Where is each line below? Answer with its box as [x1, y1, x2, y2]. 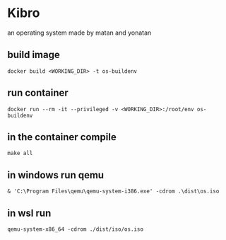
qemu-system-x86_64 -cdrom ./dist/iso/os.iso [7, 226, 143, 233]
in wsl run [7, 207, 52, 219]
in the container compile [7, 131, 117, 143]
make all [7, 150, 33, 157]
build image [7, 49, 60, 61]
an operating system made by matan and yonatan [7, 28, 152, 37]
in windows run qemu [7, 168, 105, 181]
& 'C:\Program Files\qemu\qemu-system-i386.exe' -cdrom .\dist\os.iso [7, 188, 220, 195]
